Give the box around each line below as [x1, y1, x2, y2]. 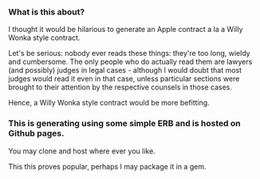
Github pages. [8, 128, 65, 139]
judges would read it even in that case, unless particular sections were [8, 74, 240, 84]
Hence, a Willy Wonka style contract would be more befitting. [8, 98, 210, 108]
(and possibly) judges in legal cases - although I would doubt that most [8, 66, 242, 75]
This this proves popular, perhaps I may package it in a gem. [8, 161, 207, 171]
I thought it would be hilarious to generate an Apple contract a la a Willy [8, 25, 243, 34]
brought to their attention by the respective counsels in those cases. [8, 82, 233, 92]
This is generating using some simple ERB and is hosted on [8, 118, 241, 129]
